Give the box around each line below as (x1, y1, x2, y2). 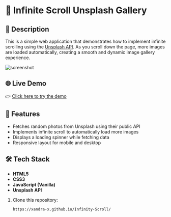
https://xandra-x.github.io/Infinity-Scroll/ (12, 207, 111, 212)
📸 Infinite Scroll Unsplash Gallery (5, 5, 147, 16)
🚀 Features (5, 110, 40, 119)
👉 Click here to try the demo (5, 93, 67, 99)
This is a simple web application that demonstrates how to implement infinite (5, 38, 166, 44)
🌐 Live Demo (5, 79, 47, 88)
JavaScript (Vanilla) (12, 182, 56, 188)
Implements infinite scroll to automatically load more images (12, 128, 139, 134)
